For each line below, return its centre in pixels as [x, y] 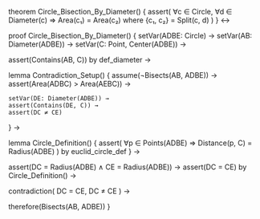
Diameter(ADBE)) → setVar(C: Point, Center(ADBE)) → [97, 44]
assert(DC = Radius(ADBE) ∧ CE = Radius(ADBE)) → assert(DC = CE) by [128, 167]
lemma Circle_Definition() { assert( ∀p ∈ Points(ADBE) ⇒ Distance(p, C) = [130, 143]
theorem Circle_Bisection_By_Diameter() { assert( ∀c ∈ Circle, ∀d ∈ [120, 12]
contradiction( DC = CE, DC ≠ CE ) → [69, 191]
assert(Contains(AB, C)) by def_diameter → [80, 60]
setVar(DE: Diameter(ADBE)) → [59, 99]
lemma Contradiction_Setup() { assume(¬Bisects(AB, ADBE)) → [113, 75]
